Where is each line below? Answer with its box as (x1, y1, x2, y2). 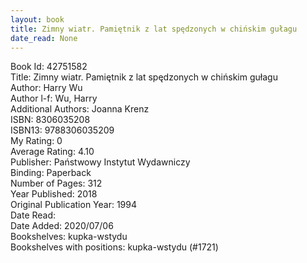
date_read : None (10, 33, 78, 43)
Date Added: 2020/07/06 (10, 220, 114, 232)
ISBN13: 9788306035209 (10, 124, 115, 136)
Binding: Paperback (10, 167, 92, 179)
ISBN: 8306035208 (10, 114, 91, 126)
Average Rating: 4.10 (10, 146, 95, 158)
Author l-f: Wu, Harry (10, 92, 98, 105)
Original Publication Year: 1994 (10, 199, 138, 211)
